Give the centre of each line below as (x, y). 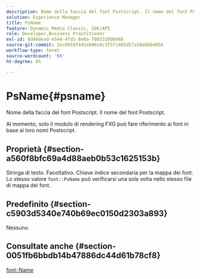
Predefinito (27, 204)
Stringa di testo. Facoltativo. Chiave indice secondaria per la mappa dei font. (100, 173)
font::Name (20, 270)
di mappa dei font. (29, 186)
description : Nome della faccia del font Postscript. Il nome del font (97, 12)
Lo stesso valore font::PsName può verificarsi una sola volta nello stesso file (99, 179)
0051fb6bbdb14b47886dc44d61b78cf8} (83, 256)
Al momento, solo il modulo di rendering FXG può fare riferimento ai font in (97, 124)
